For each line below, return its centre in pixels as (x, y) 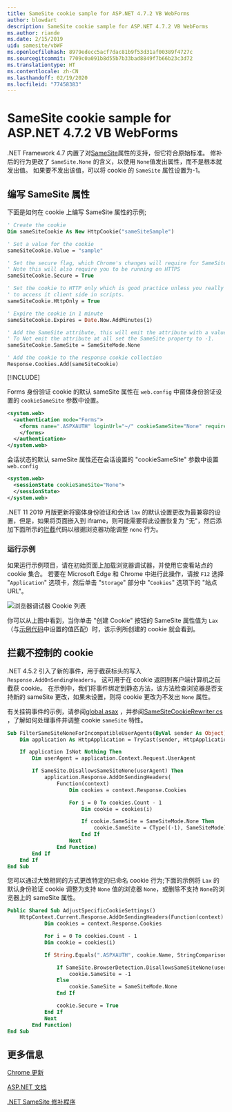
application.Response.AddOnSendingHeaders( (107, 778)
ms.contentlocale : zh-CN (43, 71)
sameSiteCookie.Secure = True (51, 276)
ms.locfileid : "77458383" (44, 84)
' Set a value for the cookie (51, 244)
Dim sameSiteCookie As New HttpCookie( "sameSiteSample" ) (91, 231)
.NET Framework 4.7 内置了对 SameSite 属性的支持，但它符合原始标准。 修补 (115, 153)
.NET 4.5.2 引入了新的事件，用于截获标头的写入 (74, 671)
